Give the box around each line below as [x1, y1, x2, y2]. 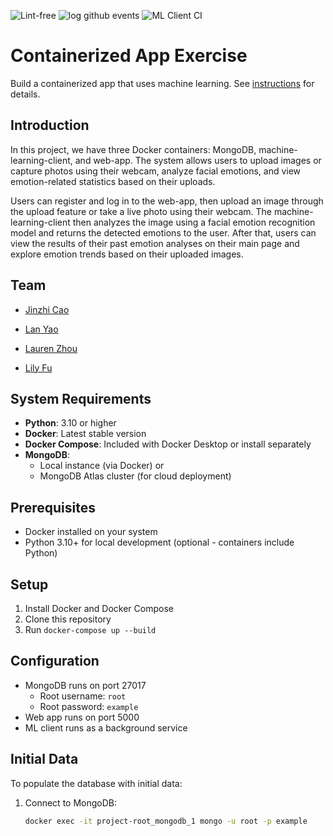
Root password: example [39, 700, 139, 712]
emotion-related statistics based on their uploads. [10, 175, 216, 187]
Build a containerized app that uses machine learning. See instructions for [10, 77, 315, 89]
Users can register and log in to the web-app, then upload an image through [10, 195, 324, 207]
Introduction [10, 117, 90, 134]
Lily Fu [24, 361, 53, 374]
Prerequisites [10, 499, 96, 516]
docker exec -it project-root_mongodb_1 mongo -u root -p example [24, 816, 308, 826]
